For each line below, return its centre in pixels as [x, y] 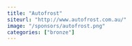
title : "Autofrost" [35, 13]
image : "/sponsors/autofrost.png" [56, 26]
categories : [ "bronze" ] [41, 32]
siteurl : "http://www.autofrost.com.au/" [67, 20]
